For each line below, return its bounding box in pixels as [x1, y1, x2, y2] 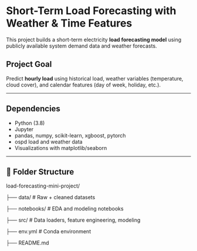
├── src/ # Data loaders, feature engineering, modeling [6, 216, 141, 224]
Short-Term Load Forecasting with [6, 4, 177, 18]
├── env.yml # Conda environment [6, 228, 91, 235]
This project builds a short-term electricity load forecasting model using [6, 36, 182, 43]
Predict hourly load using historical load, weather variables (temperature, [6, 75, 184, 82]
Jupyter [14, 125, 34, 133]
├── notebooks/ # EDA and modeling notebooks [6, 205, 124, 212]
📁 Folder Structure [6, 166, 74, 177]
